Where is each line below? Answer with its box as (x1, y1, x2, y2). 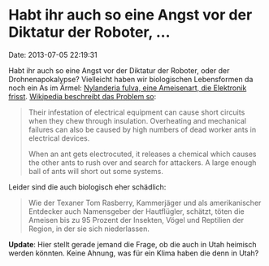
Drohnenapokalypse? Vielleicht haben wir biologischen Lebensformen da (8, 74, 254, 84)
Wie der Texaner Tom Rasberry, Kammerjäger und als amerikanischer (28, 198, 262, 207)
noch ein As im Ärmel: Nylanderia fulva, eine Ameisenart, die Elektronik (8, 83, 247, 93)
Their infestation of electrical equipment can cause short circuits (28, 107, 245, 117)
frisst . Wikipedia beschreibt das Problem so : (8, 91, 157, 101)
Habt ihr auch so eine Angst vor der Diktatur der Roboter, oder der (8, 65, 230, 75)
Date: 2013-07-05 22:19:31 (8, 50, 98, 59)
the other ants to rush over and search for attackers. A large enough (28, 157, 257, 168)
